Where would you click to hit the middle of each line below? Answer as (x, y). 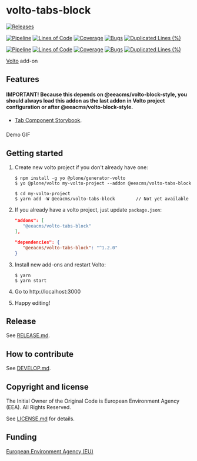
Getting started (35, 153)
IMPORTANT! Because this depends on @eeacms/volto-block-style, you (96, 94)
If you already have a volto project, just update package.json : (88, 210)
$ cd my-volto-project (42, 194)
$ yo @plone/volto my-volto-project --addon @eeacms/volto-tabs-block (103, 183)
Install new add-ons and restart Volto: (60, 264)
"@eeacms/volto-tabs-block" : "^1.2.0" (70, 248)
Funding (21, 437)
